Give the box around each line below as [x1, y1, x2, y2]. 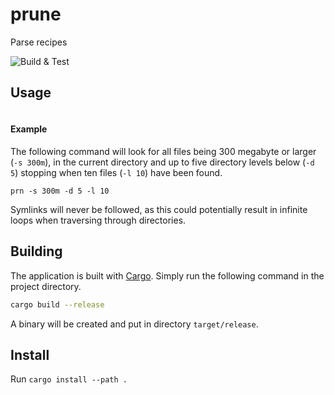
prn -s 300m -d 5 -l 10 [10, 186, 110, 196]
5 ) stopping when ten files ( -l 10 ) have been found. [10, 166, 223, 178]
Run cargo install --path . [10, 373, 128, 385]
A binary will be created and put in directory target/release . [10, 318, 259, 330]
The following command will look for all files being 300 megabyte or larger [10, 145, 317, 157]
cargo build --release [10, 299, 105, 310]
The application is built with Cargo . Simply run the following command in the [10, 269, 325, 282]
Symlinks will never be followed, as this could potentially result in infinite [10, 203, 308, 215]
